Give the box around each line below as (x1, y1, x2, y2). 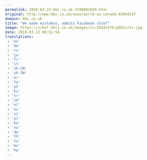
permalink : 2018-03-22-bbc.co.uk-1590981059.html (5, 7, 108, 12)
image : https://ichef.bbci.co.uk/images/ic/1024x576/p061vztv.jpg (5, 25, 143, 30)
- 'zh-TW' (7, 71, 27, 76)
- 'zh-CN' (7, 66, 27, 71)
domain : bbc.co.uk (5, 16, 42, 21)
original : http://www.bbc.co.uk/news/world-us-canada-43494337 (5, 12, 136, 17)
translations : (5, 35, 34, 40)
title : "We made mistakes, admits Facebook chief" (5, 20, 110, 26)
